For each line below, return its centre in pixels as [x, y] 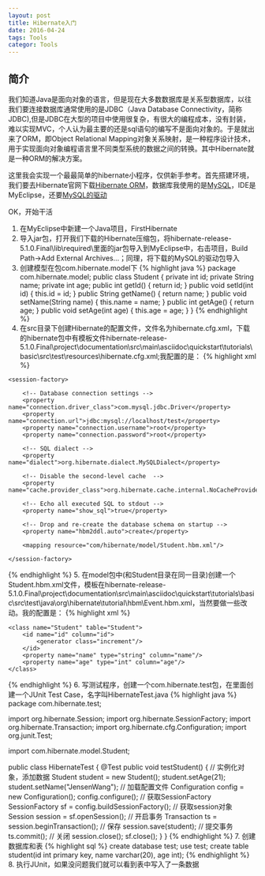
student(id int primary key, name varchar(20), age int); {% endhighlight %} [129, 855]
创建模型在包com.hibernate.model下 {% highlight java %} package [128, 268]
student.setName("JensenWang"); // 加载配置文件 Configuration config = [126, 787]
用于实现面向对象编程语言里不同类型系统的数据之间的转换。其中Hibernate [128, 148]
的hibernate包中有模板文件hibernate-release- [93, 338]
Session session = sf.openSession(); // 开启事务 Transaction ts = [113, 816]
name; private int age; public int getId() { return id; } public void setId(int [136, 285]
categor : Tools [33, 45]
